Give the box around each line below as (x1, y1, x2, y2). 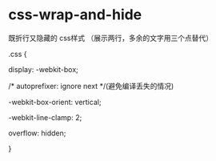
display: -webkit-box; (8, 64, 78, 74)
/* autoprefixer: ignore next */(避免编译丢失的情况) (8, 81, 174, 91)
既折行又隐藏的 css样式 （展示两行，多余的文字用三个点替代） (8, 33, 214, 42)
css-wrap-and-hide (8, 6, 142, 24)
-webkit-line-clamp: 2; (8, 112, 82, 122)
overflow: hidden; (8, 128, 66, 138)
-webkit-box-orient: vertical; (8, 97, 102, 107)
